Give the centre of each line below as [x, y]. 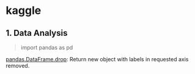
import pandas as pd [47, 47]
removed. [18, 66]
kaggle [24, 11]
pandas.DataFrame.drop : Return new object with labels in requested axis [97, 59]
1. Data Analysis [37, 33]
